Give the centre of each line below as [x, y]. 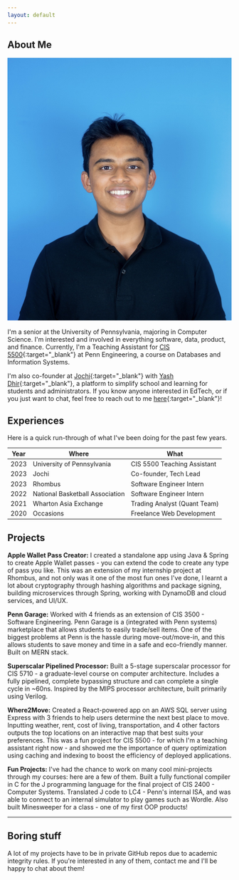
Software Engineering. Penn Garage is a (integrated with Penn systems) [112, 622]
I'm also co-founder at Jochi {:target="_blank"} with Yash [91, 376]
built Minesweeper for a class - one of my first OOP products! [98, 807]
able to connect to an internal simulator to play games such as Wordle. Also [118, 799]
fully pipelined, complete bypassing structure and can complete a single [113, 681]
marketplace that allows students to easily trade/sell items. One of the [110, 629]
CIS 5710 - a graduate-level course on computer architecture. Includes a [113, 674]
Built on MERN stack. [38, 652]
